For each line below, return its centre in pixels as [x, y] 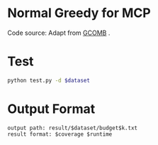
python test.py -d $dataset [49, 80]
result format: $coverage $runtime [60, 134]
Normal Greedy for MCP [79, 13]
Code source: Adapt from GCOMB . [59, 33]
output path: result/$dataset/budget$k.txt [73, 128]
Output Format [51, 109]
